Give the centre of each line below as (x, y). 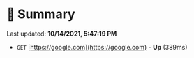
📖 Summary (41, 14)
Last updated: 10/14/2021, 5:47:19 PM (62, 34)
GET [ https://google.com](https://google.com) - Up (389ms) (102, 47)
